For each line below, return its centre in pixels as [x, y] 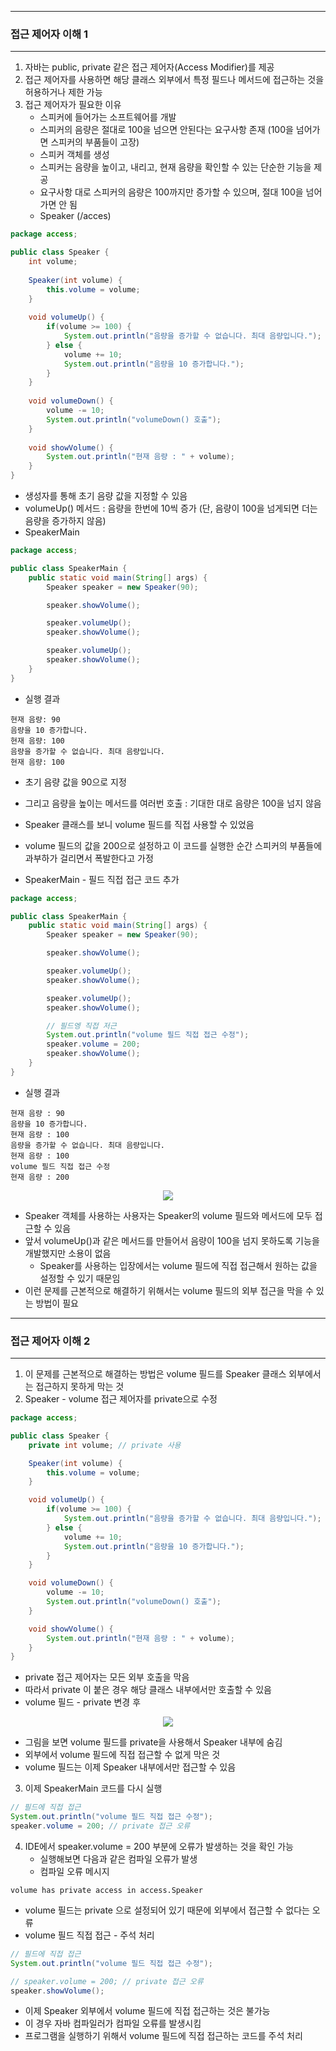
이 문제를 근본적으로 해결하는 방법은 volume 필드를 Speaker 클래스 [155, 1374]
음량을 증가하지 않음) [65, 521]
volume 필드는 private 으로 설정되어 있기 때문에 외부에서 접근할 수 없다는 [167, 1910]
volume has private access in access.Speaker [106, 1890]
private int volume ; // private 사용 [105, 1445]
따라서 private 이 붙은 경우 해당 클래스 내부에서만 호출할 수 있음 [148, 1690]
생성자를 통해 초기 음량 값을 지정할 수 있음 [106, 496]
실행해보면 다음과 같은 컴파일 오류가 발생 [118, 1858]
